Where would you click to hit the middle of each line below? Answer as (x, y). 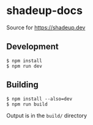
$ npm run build (27, 104)
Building (22, 85)
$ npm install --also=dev (39, 99)
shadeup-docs (44, 11)
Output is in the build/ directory (47, 115)
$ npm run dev (24, 66)
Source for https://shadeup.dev (46, 27)
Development (33, 47)
